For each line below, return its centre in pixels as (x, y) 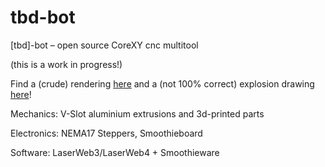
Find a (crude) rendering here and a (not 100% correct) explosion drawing (162, 83)
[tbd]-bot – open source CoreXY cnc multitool (104, 45)
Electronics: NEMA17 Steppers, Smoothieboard (106, 133)
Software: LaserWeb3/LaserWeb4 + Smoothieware (115, 152)
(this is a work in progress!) (66, 64)
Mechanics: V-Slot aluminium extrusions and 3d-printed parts (137, 113)
